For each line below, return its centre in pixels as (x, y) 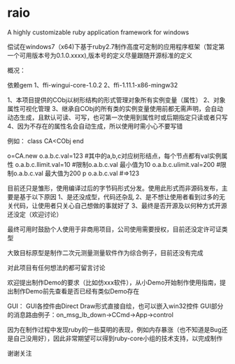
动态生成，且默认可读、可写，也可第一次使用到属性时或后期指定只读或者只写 (117, 117)
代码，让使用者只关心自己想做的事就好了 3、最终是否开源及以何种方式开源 (120, 205)
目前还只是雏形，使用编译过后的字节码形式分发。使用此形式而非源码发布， (114, 188)
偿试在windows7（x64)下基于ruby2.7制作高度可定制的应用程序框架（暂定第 (116, 46)
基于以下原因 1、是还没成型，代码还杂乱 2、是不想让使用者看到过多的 (119, 196)
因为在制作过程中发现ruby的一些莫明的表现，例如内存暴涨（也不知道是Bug (114, 329)
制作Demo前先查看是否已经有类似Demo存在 (76, 291)
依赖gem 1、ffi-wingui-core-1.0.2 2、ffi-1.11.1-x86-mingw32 (93, 85)
